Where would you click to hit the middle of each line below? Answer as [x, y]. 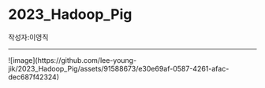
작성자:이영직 [28, 37]
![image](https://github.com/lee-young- [73, 60]
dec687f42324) [34, 77]
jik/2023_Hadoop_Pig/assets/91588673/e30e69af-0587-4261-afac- [119, 68]
